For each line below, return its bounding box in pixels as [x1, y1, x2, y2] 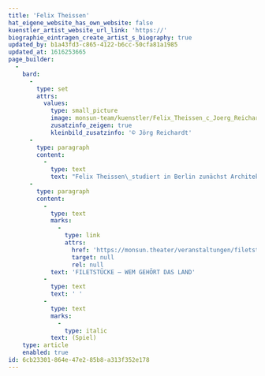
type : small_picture [50, 107, 118, 115]
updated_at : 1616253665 [8, 48, 87, 56]
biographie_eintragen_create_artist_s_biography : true [8, 33, 192, 42]
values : [43, 99, 69, 107]
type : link [64, 232, 101, 240]
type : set [36, 84, 69, 93]
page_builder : [8, 56, 55, 64]
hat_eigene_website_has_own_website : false [8, 19, 154, 27]
